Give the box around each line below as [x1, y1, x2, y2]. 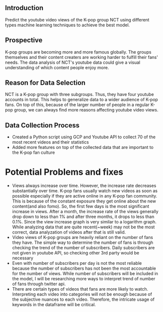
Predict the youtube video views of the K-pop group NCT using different [5, 17, 149, 22]
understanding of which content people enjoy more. [5, 64, 109, 70]
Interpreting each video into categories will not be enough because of [12, 292, 152, 297]
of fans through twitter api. [12, 281, 66, 287]
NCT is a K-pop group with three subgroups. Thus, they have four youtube [5, 92, 154, 97]
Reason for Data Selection [5, 79, 86, 87]
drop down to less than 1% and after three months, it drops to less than [12, 214, 155, 220]
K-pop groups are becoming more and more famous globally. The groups [5, 49, 152, 55]
